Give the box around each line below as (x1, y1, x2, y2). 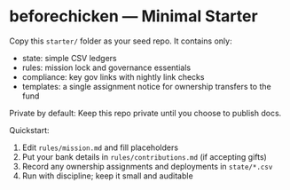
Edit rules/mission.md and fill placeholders (21, 142, 179, 153)
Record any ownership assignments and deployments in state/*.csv (21, 161, 273, 171)
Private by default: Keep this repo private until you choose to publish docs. (9, 107, 282, 118)
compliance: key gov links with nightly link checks (21, 71, 205, 82)
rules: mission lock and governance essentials (21, 62, 192, 73)
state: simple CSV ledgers (21, 52, 117, 63)
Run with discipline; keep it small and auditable (21, 170, 193, 181)
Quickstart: (9, 124, 51, 135)
